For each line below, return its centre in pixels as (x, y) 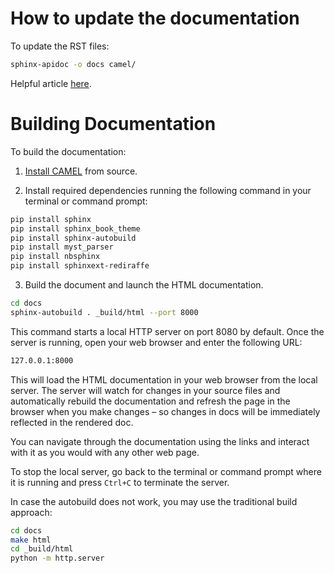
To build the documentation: (68, 151)
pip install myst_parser (62, 247)
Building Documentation (113, 124)
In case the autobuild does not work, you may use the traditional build (154, 501)
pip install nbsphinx (55, 257)
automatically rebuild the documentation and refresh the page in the (150, 401)
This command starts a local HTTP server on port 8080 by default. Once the (167, 331)
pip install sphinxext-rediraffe (80, 266)
